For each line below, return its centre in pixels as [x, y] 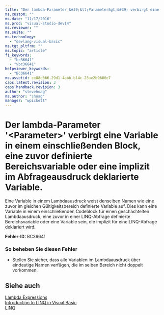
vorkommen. [25, 270]
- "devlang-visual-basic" [36, 42]
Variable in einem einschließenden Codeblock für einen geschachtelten [77, 212]
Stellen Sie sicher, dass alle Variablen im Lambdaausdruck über [76, 260]
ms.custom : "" [20, 14]
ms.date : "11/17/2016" [28, 19]
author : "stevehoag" [26, 92]
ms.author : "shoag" [25, 96]
